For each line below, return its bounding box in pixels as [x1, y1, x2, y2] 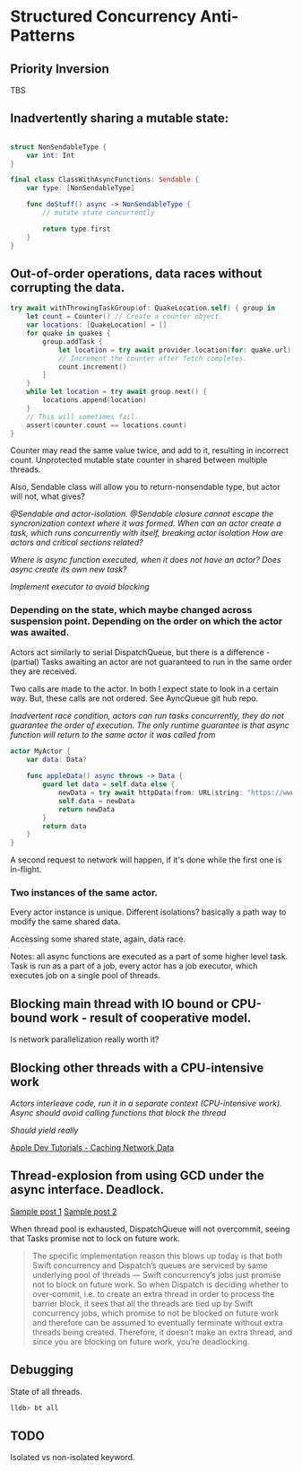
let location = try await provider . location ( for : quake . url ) [57, 346, 292, 355]
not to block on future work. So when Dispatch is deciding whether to [31, 1279, 289, 1290]
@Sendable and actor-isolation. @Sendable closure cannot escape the [10, 509, 274, 520]
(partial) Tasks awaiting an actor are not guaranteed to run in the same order [10, 656, 292, 667]
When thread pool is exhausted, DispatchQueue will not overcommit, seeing [10, 1223, 290, 1234]
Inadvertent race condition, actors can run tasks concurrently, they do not [10, 710, 285, 721]
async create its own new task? [10, 564, 127, 575]
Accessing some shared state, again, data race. [10, 933, 186, 944]
